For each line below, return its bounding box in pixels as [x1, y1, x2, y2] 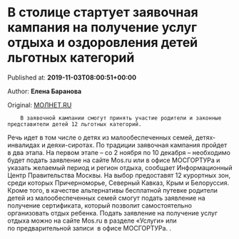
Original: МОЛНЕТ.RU [7, 100, 72, 109]
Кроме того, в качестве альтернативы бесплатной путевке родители [7, 186, 218, 194]
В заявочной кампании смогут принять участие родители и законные [20, 115, 222, 122]
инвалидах [7, 140, 41, 149]
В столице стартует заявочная [7, 4, 198, 21]
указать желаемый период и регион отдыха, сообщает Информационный [7, 163, 233, 171]
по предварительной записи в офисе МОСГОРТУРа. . [7, 223, 172, 232]
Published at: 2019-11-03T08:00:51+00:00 [7, 73, 137, 82]
